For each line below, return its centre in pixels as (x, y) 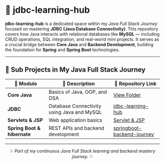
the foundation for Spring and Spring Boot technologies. (62, 50)
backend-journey (134, 134)
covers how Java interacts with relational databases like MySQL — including (82, 34)
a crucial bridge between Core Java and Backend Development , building (79, 44)
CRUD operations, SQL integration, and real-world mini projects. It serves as (82, 39)
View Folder (127, 95)
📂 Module (26, 83)
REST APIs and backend (77, 128)
